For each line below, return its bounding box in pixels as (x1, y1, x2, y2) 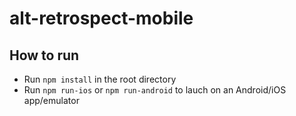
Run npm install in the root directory (23, 73, 177, 85)
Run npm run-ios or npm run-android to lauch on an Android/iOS (23, 84, 287, 96)
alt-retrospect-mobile (9, 7, 194, 30)
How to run (9, 47, 80, 64)
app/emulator (23, 95, 80, 106)
